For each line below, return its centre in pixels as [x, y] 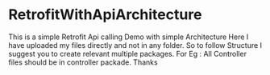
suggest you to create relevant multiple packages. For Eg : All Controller [128, 53]
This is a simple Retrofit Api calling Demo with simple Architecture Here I [129, 37]
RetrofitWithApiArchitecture [105, 15]
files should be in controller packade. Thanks [83, 62]
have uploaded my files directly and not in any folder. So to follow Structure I [135, 45]
